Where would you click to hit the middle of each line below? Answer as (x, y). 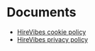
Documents (41, 12)
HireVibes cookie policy (51, 32)
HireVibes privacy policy (52, 39)
